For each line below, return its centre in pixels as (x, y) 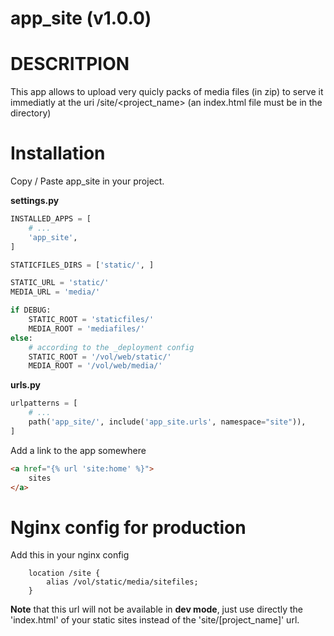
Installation (58, 153)
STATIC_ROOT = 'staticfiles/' (91, 320)
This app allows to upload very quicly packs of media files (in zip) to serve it (167, 92)
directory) (31, 113)
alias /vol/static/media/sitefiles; (122, 582)
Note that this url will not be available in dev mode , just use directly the (156, 609)
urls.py (25, 385)
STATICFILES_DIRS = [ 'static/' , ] (82, 265)
